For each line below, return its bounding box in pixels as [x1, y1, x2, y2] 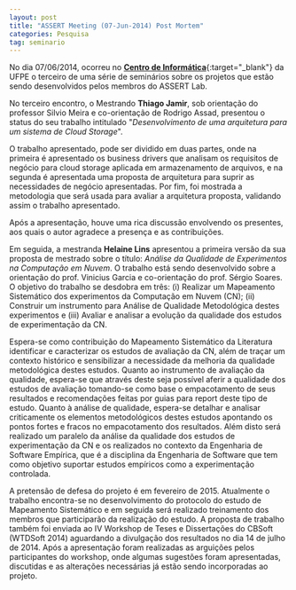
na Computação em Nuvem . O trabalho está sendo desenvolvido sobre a [9, 263, 277, 273]
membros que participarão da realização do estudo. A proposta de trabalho [9, 514, 285, 524]
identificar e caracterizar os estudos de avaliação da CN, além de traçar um [9, 346, 285, 357]
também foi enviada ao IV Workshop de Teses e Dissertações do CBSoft [9, 523, 273, 534]
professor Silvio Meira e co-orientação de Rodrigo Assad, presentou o [9, 107, 266, 118]
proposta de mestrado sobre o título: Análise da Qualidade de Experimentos [9, 254, 288, 264]
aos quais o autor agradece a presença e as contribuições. [9, 227, 224, 238]
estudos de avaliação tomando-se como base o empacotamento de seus [9, 383, 277, 395]
